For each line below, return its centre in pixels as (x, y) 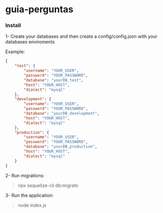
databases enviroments (30, 42)
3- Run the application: (29, 195)
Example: (15, 52)
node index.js (32, 205)
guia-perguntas (39, 9)
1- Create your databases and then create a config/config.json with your (81, 36)
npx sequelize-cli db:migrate (48, 185)
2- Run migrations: (25, 175)
